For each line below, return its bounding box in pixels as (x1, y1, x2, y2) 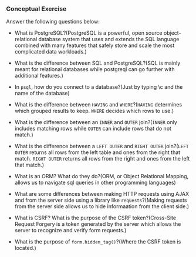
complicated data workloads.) (14, 48, 87, 55)
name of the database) (14, 90, 70, 97)
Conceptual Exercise (6, 5, 67, 13)
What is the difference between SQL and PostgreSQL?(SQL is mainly (14, 59, 181, 66)
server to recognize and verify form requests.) (14, 227, 127, 234)
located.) (14, 245, 36, 252)
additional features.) (14, 72, 63, 79)
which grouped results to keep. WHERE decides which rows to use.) (14, 108, 174, 115)
